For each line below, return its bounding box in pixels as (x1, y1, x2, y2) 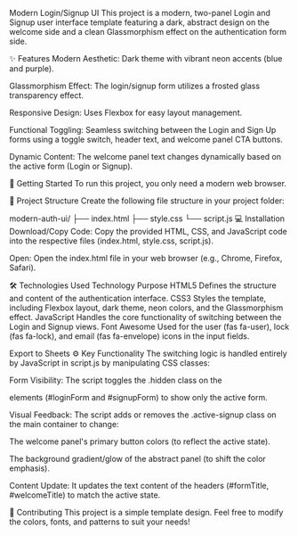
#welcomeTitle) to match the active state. (9, 490, 161, 500)
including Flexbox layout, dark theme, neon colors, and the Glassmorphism (9, 302, 284, 313)
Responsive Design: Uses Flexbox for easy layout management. (9, 107, 243, 118)
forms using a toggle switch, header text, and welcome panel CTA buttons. (9, 134, 283, 144)
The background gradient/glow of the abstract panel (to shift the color (9, 454, 267, 464)
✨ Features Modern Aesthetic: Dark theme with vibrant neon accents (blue (9, 54, 283, 63)
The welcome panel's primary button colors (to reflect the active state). (9, 436, 271, 447)
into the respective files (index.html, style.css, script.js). (9, 235, 213, 246)
